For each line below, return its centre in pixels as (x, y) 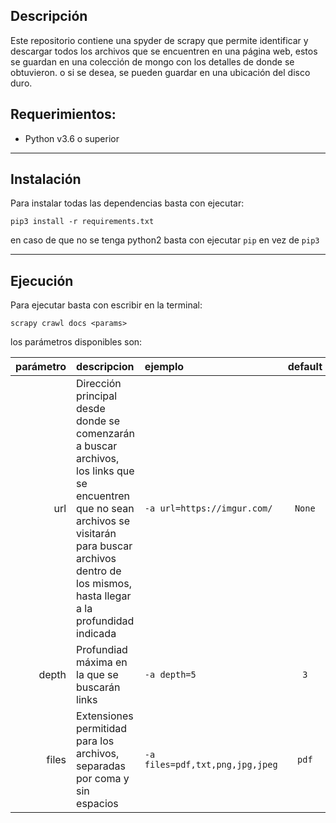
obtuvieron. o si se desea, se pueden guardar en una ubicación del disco (160, 72)
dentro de (99, 571)
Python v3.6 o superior (72, 138)
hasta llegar (104, 596)
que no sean (105, 509)
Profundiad (102, 650)
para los (95, 741)
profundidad (105, 621)
